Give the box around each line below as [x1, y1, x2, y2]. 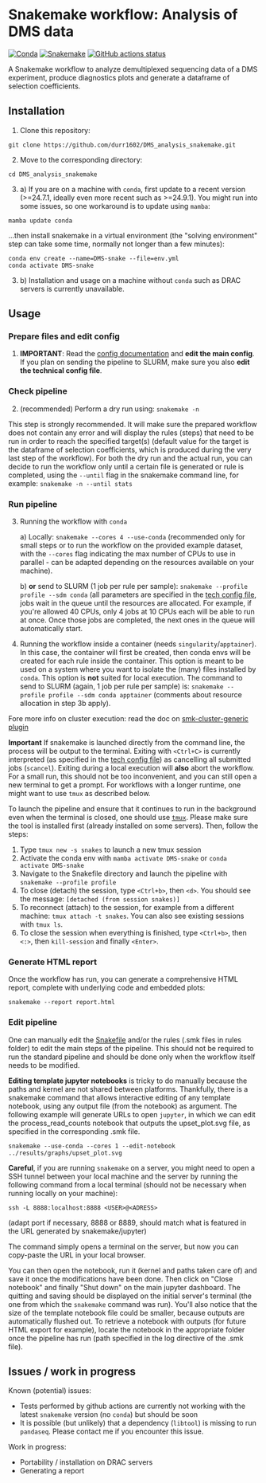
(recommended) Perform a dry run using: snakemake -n [19, 404, 200, 414]
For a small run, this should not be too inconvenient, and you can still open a [8, 771, 257, 782]
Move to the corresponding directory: [19, 155, 143, 164]
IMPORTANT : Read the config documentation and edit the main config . [19, 349, 255, 359]
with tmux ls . [19, 920, 64, 929]
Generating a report [19, 1466, 85, 1476]
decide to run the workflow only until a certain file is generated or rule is [8, 461, 245, 471]
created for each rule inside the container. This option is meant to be [19, 656, 245, 666]
